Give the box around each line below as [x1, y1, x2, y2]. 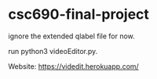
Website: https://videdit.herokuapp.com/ [8, 61, 139, 71]
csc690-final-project [8, 5, 149, 23]
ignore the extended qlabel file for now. [8, 31, 135, 41]
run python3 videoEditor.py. [8, 46, 98, 56]
